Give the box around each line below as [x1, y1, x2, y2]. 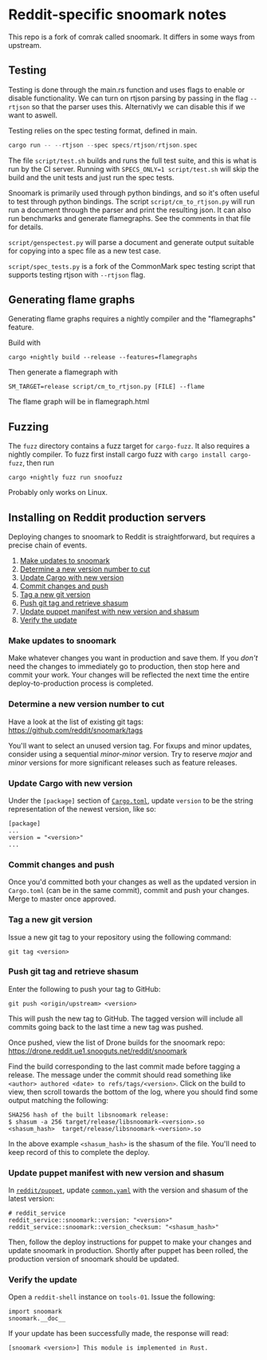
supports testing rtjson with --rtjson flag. [8, 270, 146, 279]
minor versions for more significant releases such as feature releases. [8, 757, 238, 767]
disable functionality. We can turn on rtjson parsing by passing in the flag [8, 93, 249, 103]
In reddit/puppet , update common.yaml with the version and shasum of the [8, 1185, 249, 1195]
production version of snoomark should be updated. [8, 1255, 179, 1264]
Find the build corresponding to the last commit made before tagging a [8, 1062, 241, 1071]
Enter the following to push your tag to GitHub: [8, 984, 161, 994]
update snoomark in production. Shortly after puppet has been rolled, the [8, 1246, 249, 1255]
